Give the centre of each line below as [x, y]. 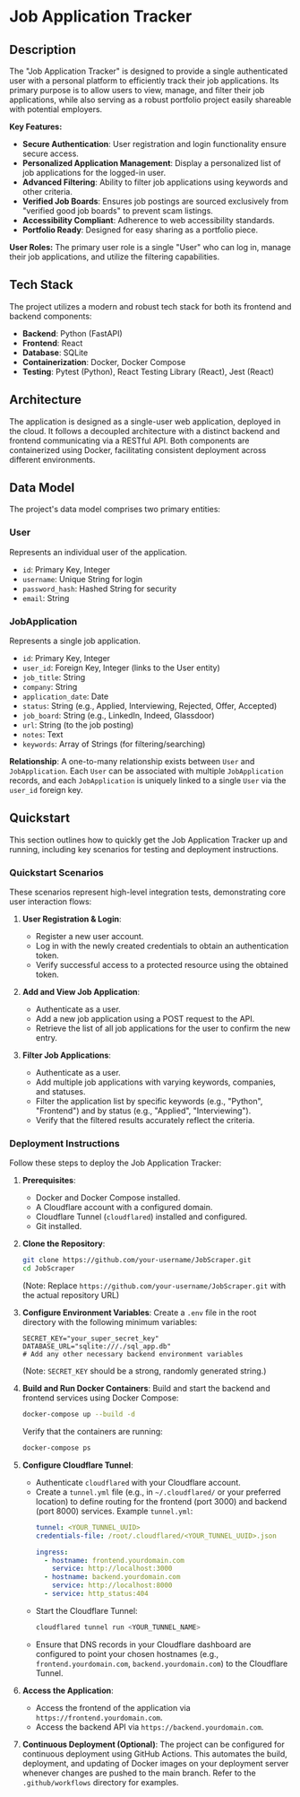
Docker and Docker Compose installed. [108, 1198]
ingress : [52, 1552]
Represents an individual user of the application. [99, 552]
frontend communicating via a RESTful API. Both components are [129, 441]
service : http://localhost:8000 [112, 1585]
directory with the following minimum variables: [110, 1322]
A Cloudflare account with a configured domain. [124, 1208]
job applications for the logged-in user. [94, 173]
